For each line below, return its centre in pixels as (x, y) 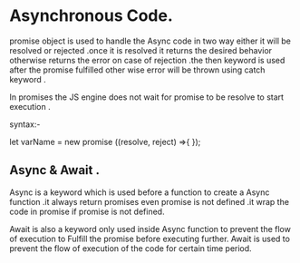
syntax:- (25, 124)
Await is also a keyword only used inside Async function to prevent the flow (150, 229)
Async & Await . (54, 170)
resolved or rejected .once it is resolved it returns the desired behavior (141, 50)
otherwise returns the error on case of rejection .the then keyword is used (147, 60)
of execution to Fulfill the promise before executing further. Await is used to (150, 239)
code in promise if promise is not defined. (87, 211)
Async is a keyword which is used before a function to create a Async (140, 192)
